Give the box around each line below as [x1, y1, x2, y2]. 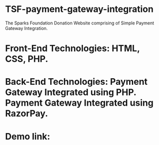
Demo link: [5, 131, 51, 142]
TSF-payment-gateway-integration [5, 3, 154, 15]
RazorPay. [5, 108, 48, 119]
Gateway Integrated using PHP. [5, 87, 137, 98]
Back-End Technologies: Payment [5, 76, 148, 88]
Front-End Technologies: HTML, [5, 43, 140, 54]
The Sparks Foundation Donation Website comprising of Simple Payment [5, 20, 155, 26]
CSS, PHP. [5, 53, 49, 65]
